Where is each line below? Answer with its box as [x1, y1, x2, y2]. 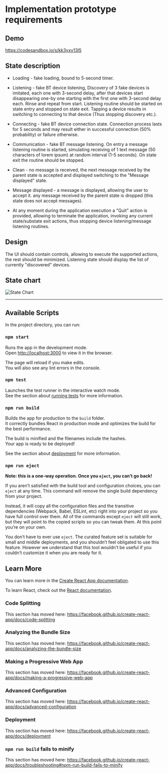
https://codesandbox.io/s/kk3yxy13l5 [5, 47, 81, 53]
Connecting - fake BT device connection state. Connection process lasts [12, 121, 162, 127]
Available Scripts [5, 308, 59, 317]
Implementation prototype [5, 3, 116, 15]
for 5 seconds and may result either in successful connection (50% [12, 126, 151, 132]
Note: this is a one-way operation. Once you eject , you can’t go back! [5, 473, 152, 479]
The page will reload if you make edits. [5, 359, 85, 365]
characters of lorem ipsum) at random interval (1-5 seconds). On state [12, 151, 156, 158]
